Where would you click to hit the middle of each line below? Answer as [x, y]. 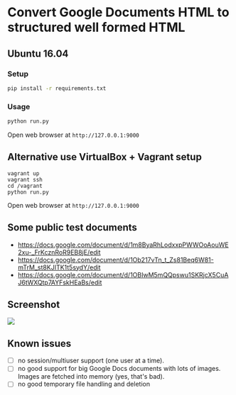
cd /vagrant [25, 186]
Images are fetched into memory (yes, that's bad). [91, 377]
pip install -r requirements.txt [57, 88]
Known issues [39, 344]
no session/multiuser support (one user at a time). [91, 361]
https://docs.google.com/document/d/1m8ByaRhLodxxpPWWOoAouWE [123, 245]
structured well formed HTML [96, 27]
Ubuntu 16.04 [38, 54]
